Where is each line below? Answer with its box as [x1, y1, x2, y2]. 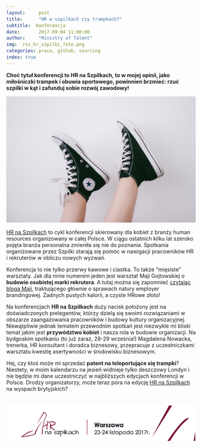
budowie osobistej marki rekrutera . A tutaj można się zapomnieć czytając [6, 279, 191, 286]
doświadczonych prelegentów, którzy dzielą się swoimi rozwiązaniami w [6, 310, 185, 317]
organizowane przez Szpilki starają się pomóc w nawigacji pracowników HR [6, 248, 194, 255]
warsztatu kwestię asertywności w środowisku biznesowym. [6, 348, 156, 355]
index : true [6, 54, 36, 60]
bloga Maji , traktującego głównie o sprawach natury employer [6, 285, 159, 292]
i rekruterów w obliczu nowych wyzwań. [6, 254, 106, 261]
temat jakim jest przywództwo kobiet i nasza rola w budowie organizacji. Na [6, 329, 197, 336]
